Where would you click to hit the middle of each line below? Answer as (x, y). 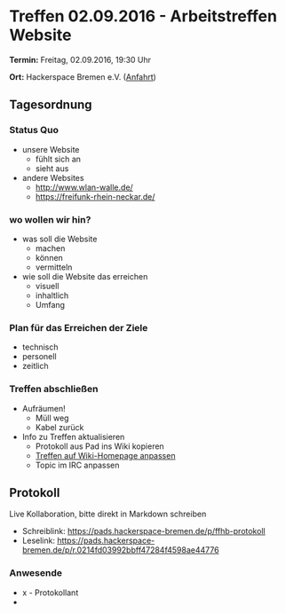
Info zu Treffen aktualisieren (73, 436)
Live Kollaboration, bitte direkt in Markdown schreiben (108, 514)
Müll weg (52, 418)
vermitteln (54, 267)
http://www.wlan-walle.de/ (84, 187)
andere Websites (53, 177)
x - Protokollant (50, 593)
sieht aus (52, 168)
